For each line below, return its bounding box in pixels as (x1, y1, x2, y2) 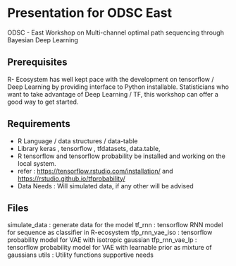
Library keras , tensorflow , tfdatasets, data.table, (17, 144, 161, 152)
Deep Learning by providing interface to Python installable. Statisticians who (7, 83, 229, 91)
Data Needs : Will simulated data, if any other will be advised (17, 181, 194, 190)
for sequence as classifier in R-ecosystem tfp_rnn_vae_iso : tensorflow (7, 228, 213, 237)
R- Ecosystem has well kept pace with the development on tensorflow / (7, 75, 214, 83)
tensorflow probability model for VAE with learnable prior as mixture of (7, 243, 213, 252)
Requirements (7, 118, 70, 130)
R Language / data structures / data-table (17, 136, 138, 145)
